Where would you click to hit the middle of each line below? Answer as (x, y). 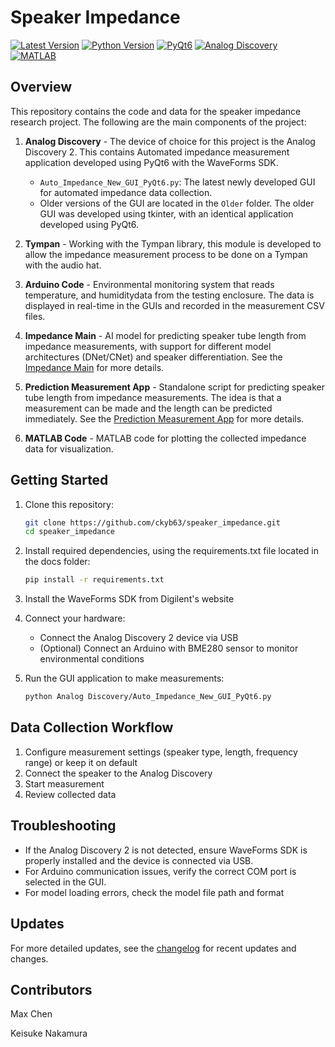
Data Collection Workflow (92, 727)
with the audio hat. (63, 265)
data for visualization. (69, 448)
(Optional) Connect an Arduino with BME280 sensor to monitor (169, 648)
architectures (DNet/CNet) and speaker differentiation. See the (153, 357)
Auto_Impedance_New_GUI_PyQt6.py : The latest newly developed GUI (177, 182)
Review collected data (70, 794)
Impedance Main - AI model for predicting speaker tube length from (165, 335)
